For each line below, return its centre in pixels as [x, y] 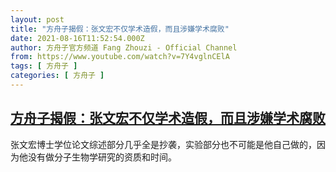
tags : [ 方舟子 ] [44, 66]
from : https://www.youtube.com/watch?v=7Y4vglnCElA [120, 57]
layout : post [37, 19]
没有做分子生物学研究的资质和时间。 [102, 157]
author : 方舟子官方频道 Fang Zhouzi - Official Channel [124, 47]
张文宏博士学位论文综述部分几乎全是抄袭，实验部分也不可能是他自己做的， [163, 144]
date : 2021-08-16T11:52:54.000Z [77, 38]
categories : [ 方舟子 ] [57, 76]
